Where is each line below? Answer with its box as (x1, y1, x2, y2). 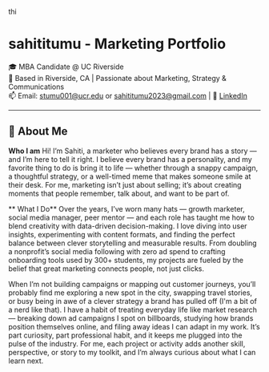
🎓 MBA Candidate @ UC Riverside (8, 62, 124, 71)
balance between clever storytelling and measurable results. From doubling (8, 238, 258, 248)
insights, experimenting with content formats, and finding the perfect (8, 229, 235, 239)
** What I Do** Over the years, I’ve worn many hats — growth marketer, (8, 204, 246, 213)
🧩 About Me (8, 124, 68, 139)
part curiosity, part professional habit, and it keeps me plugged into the (8, 330, 243, 340)
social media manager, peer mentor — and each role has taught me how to (8, 212, 255, 222)
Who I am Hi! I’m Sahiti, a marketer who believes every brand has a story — (8, 146, 258, 156)
